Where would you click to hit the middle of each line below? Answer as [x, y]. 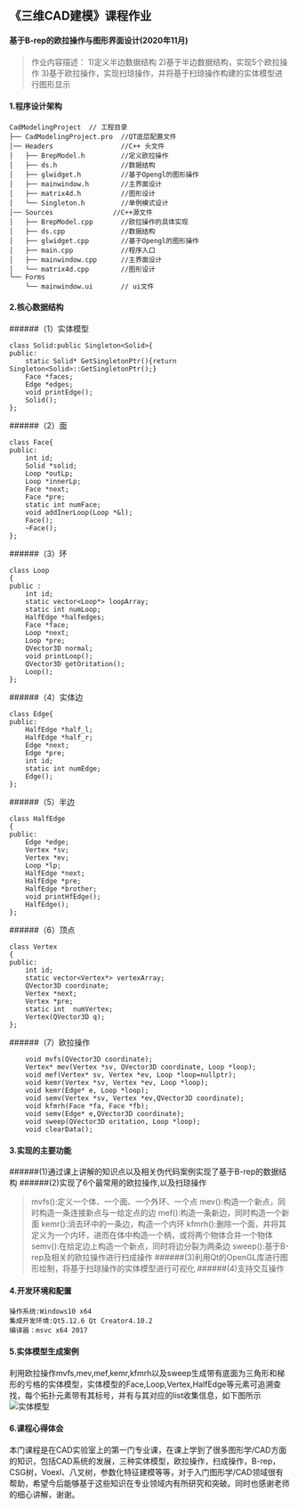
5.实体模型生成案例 [44, 1351]
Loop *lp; [44, 866]
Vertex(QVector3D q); [65, 1017]
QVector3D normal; [59, 648]
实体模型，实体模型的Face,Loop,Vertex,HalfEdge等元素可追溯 [161, 1384]
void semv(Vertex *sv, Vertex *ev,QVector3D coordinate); [135, 1098]
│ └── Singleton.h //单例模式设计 [89, 203]
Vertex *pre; [49, 1001]
